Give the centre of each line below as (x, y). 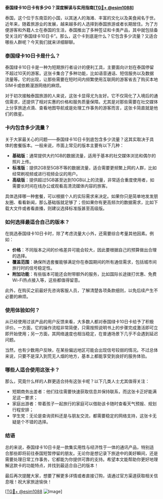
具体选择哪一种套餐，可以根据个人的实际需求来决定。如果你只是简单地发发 (79, 196)
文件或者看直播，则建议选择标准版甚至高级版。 (60, 208)
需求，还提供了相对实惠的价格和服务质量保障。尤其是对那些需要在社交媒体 (83, 102)
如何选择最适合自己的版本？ (37, 222)
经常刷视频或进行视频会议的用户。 (46, 173)
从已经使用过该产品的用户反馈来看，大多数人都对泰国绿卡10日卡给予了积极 (80, 322)
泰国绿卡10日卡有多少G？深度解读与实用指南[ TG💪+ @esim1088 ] (70, 8)
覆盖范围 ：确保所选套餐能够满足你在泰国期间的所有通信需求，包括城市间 (84, 262)
